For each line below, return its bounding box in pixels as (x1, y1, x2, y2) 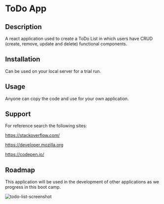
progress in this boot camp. (5, 184, 61, 190)
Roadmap (5, 166, 35, 174)
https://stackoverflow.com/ (5, 133, 60, 138)
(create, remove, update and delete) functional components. (5, 41, 128, 47)
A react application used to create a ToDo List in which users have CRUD (5, 35, 153, 41)
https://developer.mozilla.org (5, 142, 64, 148)
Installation (5, 55, 40, 64)
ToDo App (5, 3, 47, 14)
